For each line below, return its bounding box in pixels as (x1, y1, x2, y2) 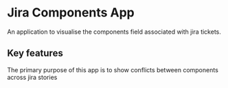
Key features (7, 47, 63, 59)
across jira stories (7, 73, 58, 81)
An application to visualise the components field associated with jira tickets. (7, 27, 222, 36)
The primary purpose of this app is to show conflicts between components (7, 65, 218, 74)
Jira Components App (7, 5, 135, 21)
